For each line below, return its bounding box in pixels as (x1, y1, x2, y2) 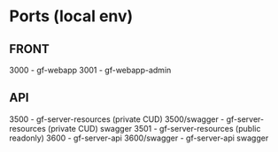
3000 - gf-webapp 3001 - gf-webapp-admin (9, 65, 172, 75)
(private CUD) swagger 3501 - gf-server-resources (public (47, 123, 261, 133)
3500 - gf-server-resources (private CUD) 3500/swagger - (9, 113, 225, 125)
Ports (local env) (9, 6, 134, 27)
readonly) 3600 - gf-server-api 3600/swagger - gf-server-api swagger (9, 133, 269, 143)
